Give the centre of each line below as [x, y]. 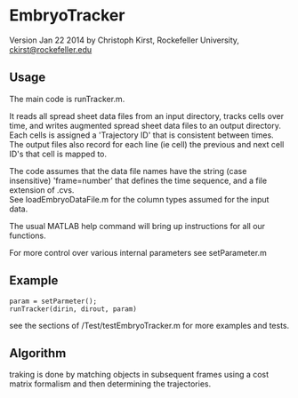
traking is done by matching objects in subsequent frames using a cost [139, 375]
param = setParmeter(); [53, 301]
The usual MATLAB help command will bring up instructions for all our [137, 226]
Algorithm [38, 353]
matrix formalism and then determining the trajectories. [110, 384]
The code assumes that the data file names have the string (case [128, 171]
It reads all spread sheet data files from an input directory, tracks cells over [147, 115]
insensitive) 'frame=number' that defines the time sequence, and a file [138, 180]
